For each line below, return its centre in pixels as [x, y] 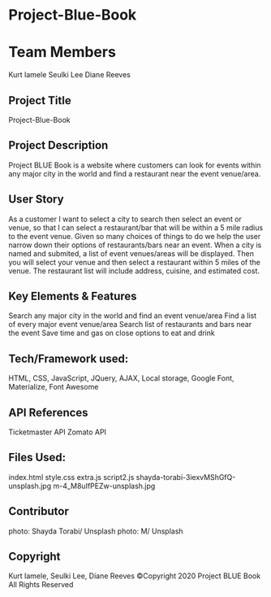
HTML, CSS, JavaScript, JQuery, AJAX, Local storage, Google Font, [121, 378]
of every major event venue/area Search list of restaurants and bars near [130, 325]
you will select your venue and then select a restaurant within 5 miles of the [135, 262]
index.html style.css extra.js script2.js [71, 477]
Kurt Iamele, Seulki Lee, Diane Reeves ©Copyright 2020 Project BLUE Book [135, 576]
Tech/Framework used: [69, 358]
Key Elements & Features [73, 296]
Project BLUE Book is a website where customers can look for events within [135, 165]
